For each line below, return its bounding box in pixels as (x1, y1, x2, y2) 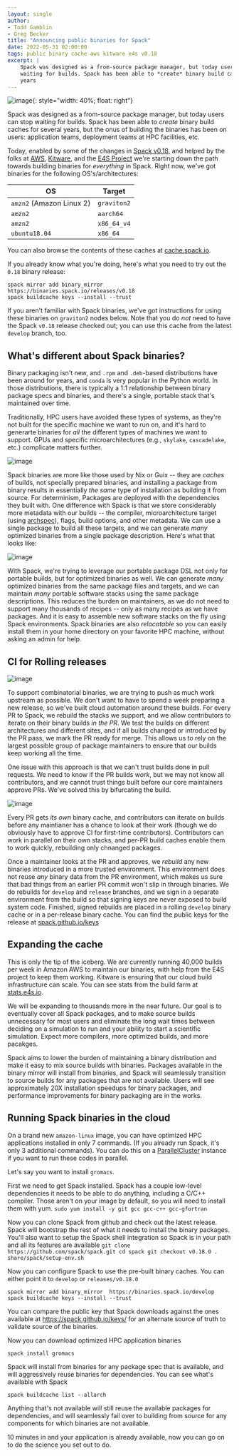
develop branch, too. (7, 329, 68, 337)
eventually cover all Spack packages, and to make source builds (7, 1009, 196, 1017)
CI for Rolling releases (7, 656, 107, 668)
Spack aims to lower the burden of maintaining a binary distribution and (7, 1053, 217, 1062)
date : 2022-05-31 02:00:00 (7, 44, 87, 51)
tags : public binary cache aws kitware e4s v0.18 (7, 51, 158, 58)
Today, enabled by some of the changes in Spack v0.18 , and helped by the (7, 147, 225, 156)
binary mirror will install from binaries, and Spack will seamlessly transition (7, 1068, 226, 1077)
